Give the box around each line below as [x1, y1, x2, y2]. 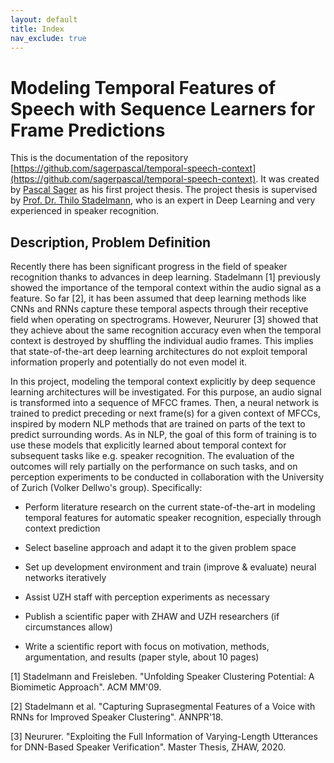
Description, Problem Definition [10, 234, 212, 251]
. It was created [255, 173, 320, 185]
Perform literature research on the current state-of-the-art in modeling [24, 501, 316, 513]
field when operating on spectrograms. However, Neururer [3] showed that [10, 314, 319, 326]
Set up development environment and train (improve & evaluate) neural [24, 561, 317, 573]
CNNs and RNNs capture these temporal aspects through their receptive [10, 303, 309, 315]
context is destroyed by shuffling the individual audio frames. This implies [10, 335, 314, 347]
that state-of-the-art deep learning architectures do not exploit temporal [10, 346, 308, 358]
